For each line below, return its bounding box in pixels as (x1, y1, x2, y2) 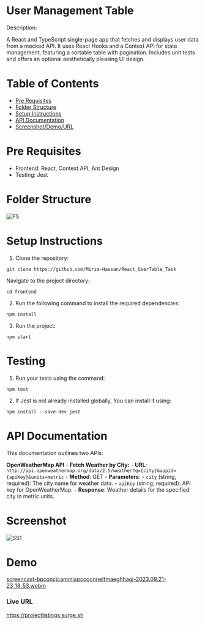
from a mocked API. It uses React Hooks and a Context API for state (6, 42, 177, 50)
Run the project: (15, 322, 56, 329)
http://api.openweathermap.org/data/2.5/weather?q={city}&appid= (6, 467, 176, 474)
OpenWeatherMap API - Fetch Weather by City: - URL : (6, 461, 147, 468)
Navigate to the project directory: (6, 276, 90, 284)
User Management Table (6, 4, 134, 18)
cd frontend (6, 289, 37, 295)
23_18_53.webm (6, 582, 47, 590)
